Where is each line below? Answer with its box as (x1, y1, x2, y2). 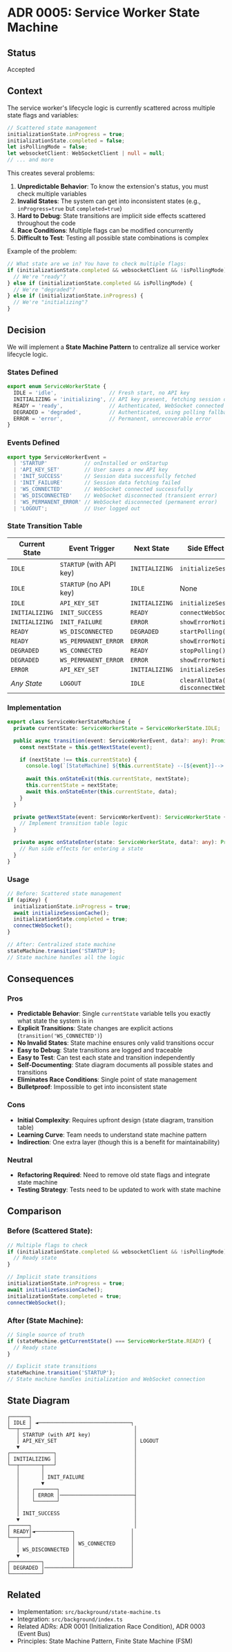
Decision (7, 325, 46, 336)
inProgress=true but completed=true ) (17, 204, 122, 213)
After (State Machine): (7, 1316, 84, 1325)
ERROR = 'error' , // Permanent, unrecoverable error (13, 415, 212, 422)
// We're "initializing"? (13, 299, 88, 306)
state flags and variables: (7, 111, 79, 119)
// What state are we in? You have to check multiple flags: (7, 260, 187, 267)
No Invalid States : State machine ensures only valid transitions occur (17, 1039, 214, 1047)
